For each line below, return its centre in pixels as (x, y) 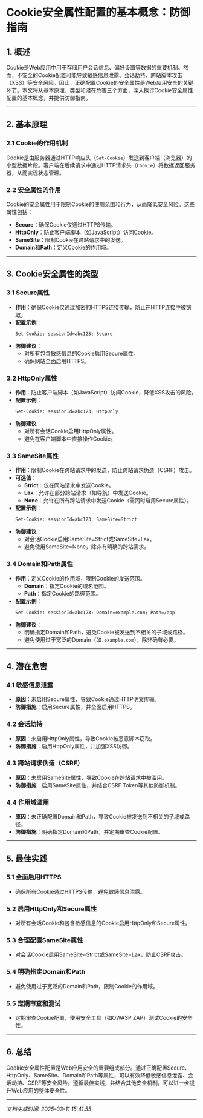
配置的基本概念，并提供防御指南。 (49, 98)
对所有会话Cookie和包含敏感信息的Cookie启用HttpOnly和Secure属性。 (103, 923)
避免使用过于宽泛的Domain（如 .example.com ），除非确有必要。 (101, 639)
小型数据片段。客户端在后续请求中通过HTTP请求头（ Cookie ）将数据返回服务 (101, 165)
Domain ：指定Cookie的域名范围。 (66, 586)
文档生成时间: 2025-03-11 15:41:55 (49, 1109)
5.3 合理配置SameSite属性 (45, 940)
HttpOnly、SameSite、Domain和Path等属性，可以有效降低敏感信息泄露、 (97, 1075)
